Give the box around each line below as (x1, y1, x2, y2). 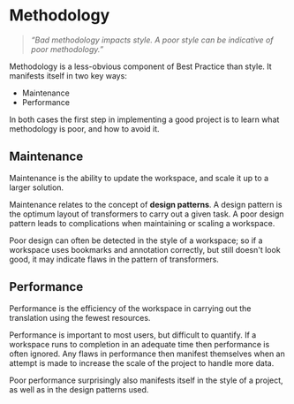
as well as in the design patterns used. (9, 384, 149, 394)
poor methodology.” (30, 43, 104, 54)
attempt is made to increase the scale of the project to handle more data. (9, 357, 275, 368)
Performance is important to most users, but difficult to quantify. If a (9, 329, 257, 340)
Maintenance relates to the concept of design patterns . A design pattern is (9, 199, 283, 210)
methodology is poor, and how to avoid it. (9, 123, 161, 133)
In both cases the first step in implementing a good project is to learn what (9, 114, 280, 125)
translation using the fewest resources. (9, 312, 151, 323)
